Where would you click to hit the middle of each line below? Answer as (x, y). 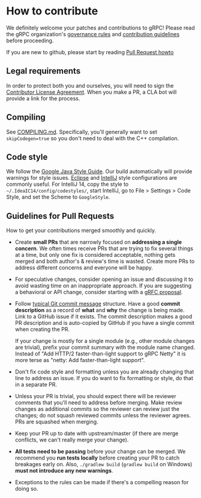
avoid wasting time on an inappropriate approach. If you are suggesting (103, 286)
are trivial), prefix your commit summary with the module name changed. (105, 348)
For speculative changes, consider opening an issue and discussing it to (104, 279)
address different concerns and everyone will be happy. (84, 268)
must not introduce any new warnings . (64, 471)
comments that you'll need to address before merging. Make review (98, 403)
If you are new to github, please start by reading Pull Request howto (90, 52)
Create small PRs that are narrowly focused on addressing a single (98, 242)
